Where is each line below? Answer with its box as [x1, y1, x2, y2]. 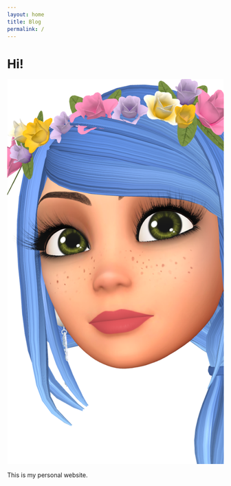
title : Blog [7, 18, 41, 25]
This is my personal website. [7, 471, 88, 479]
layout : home [7, 11, 45, 18]
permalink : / [7, 25, 45, 32]
